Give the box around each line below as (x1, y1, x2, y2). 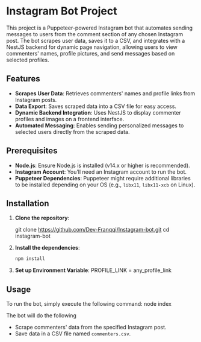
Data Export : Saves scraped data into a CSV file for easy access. (14, 103, 176, 110)
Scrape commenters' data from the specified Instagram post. (14, 324, 167, 331)
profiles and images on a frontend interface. (14, 115, 125, 122)
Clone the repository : (14, 214, 70, 221)
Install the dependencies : (14, 244, 80, 252)
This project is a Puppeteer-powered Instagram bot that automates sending (6, 24, 193, 31)
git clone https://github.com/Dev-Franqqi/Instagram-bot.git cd (14, 226, 170, 233)
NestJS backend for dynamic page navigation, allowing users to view (6, 43, 178, 51)
